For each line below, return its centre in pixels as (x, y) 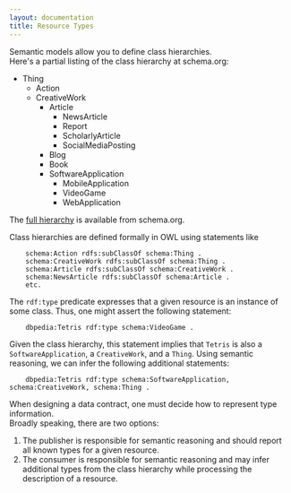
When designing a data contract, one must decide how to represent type (143, 403)
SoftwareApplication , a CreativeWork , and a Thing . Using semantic (131, 353)
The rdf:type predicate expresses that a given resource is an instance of (144, 301)
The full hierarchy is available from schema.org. (97, 220)
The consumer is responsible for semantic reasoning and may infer (146, 459)
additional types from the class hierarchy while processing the (137, 469)
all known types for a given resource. (90, 450)
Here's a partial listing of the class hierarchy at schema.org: (119, 61)
